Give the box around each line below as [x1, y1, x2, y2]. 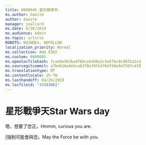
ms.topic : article [5, 36, 44, 41]
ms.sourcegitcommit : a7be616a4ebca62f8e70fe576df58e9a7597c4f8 [5, 63, 141, 68]
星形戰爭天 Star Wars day [5, 105, 110, 117]
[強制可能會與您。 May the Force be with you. [5, 134, 100, 140]
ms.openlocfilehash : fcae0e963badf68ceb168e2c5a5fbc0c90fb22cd [5, 59, 141, 64]
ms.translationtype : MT [5, 68, 56, 74]
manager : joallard [5, 21, 44, 27]
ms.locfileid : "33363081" [5, 82, 60, 87]
